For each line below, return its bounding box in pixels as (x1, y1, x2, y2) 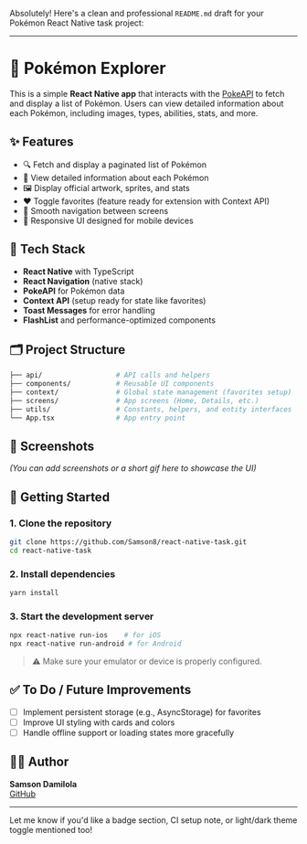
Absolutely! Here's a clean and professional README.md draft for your (9, 8, 265, 18)
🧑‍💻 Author (9, 754, 69, 770)
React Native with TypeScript (22, 265, 134, 277)
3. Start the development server (9, 610, 154, 623)
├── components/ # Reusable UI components (9, 379, 215, 389)
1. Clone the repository (9, 517, 112, 529)
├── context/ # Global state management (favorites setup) (9, 388, 292, 397)
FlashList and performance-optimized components (22, 315, 217, 326)
